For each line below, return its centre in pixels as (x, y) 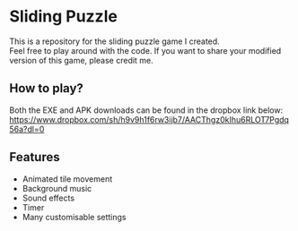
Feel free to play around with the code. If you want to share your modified (145, 50)
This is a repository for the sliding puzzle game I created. (114, 41)
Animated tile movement (67, 179)
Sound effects (48, 198)
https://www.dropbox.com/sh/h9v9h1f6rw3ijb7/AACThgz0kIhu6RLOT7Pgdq (149, 119)
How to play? (46, 88)
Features (35, 157)
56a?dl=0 (27, 129)
